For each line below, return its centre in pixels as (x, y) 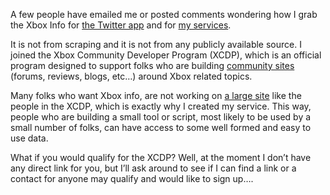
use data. (29, 138)
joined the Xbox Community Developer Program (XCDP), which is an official (166, 55)
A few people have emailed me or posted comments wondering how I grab (164, 14)
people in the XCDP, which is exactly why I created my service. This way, (161, 106)
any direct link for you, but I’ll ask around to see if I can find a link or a (153, 168)
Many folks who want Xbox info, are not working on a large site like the (156, 95)
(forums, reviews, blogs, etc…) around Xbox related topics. (131, 76)
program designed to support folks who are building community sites (152, 65)
